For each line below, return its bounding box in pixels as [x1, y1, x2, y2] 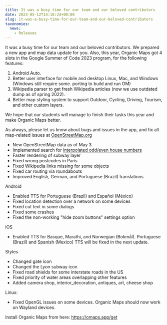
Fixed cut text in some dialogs [12, 204, 74, 209]
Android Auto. [12, 70, 41, 76]
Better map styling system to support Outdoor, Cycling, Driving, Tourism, [12, 97, 162, 103]
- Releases [14, 31, 37, 36]
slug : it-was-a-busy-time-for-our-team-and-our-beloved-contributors [5, 17, 153, 22]
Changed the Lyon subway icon [12, 264, 77, 269]
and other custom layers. [12, 102, 64, 108]
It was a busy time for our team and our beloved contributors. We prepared [5, 45, 160, 50]
